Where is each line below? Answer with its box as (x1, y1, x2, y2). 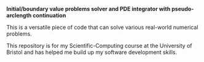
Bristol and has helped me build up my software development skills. (6, 48, 178, 56)
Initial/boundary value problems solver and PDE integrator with (6, 6, 171, 12)
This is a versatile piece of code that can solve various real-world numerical (6, 24, 198, 31)
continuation (33, 12, 66, 19)
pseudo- (171, 6, 194, 12)
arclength (6, 12, 32, 19)
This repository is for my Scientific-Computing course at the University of (6, 42, 192, 49)
